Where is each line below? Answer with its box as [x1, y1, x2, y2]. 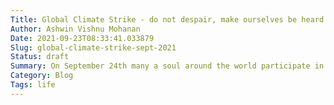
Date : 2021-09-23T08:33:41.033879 [10, 33, 155, 43]
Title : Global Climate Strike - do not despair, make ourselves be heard [10, 14, 325, 25]
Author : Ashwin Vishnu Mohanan [10, 24, 141, 34]
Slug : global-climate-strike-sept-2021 [10, 42, 177, 53]
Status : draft [10, 52, 70, 62]
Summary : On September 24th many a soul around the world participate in [10, 61, 325, 71]
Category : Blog [10, 71, 74, 81]
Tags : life [10, 80, 56, 90]
